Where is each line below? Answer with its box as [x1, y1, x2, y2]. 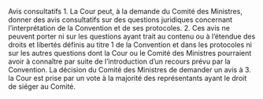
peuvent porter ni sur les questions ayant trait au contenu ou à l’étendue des [8, 31, 256, 41]
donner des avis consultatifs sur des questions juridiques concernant [8, 15, 233, 24]
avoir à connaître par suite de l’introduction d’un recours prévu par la [8, 57, 231, 66]
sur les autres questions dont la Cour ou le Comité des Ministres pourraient [8, 49, 252, 57]
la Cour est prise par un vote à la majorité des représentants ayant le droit [8, 74, 247, 82]
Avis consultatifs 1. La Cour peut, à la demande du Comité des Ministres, [8, 7, 243, 16]
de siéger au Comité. [8, 82, 76, 91]
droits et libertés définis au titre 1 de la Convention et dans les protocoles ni [8, 40, 252, 49]
